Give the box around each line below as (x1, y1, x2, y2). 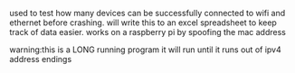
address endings (9, 54, 72, 64)
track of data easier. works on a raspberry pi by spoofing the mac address (9, 27, 287, 37)
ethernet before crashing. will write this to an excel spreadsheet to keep (9, 17, 278, 28)
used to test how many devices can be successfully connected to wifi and (9, 8, 286, 18)
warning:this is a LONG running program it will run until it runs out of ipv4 (9, 44, 282, 55)
